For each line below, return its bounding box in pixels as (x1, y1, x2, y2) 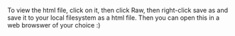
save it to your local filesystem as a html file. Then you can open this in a (7, 13, 220, 22)
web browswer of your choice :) (7, 21, 101, 29)
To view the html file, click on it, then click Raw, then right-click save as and (7, 6, 229, 14)
